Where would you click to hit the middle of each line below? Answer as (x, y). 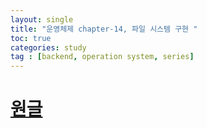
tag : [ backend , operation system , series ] (102, 57)
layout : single (42, 19)
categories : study (48, 47)
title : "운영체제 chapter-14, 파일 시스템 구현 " (104, 29)
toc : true (31, 38)
